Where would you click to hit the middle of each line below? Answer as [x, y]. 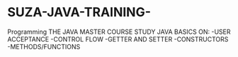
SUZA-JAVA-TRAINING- [79, 12]
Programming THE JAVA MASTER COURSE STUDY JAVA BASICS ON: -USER [119, 32]
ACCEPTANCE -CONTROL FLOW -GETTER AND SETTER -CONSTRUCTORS [118, 39]
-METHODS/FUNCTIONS [44, 46]
